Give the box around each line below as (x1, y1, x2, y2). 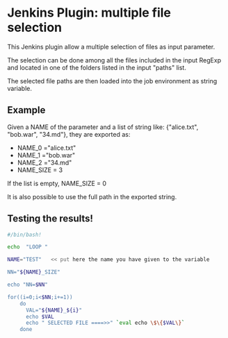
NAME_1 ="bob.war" (17, 151, 76, 159)
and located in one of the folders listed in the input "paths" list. (7, 63, 186, 71)
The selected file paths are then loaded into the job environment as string (7, 76, 218, 85)
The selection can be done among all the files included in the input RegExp (7, 56, 221, 64)
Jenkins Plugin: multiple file (7, 5, 172, 21)
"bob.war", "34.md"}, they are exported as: (7, 130, 131, 138)
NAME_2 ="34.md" (17, 158, 72, 167)
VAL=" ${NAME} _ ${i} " (25, 307, 82, 314)
